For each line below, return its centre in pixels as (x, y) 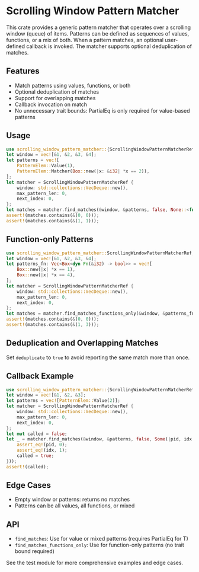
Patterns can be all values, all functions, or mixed (75, 506)
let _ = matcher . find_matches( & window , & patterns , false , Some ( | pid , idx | (100, 439)
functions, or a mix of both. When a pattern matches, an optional (85, 40)
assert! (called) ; (28, 466)
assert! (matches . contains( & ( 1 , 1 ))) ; (53, 221)
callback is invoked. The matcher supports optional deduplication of (109, 46)
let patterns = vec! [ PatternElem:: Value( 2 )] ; (63, 401)
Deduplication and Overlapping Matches (82, 343)
